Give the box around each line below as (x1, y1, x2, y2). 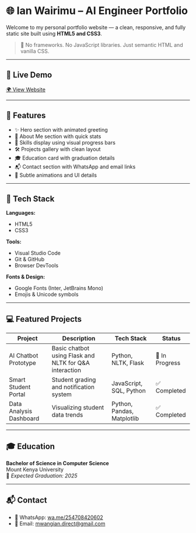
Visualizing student (51, 404, 104, 412)
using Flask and (51, 352, 95, 360)
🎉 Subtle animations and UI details (14, 171, 97, 178)
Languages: (6, 209, 36, 216)
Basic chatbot (51, 344, 89, 352)
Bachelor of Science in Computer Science (6, 460, 109, 466)
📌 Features (6, 111, 46, 121)
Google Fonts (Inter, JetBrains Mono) (14, 285, 104, 292)
